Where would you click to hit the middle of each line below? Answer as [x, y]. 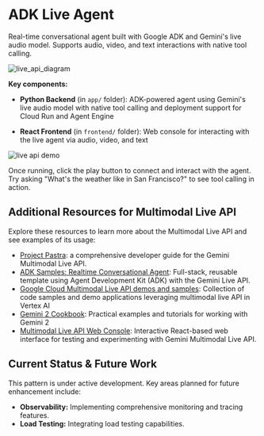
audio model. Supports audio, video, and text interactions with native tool [128, 44]
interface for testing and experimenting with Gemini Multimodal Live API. [138, 339]
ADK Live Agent [61, 15]
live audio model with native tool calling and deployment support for [130, 108]
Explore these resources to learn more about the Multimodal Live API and [128, 231]
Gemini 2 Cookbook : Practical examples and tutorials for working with [134, 313]
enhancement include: [45, 391]
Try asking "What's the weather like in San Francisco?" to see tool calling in [132, 179]
